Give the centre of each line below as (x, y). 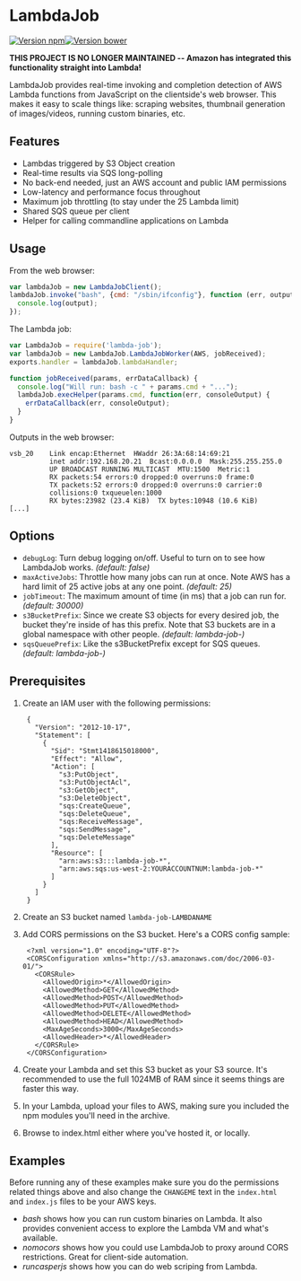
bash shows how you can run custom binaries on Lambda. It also (142, 1219)
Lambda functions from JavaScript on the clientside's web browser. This (143, 94)
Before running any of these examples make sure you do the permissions (144, 1182)
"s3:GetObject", (89, 790)
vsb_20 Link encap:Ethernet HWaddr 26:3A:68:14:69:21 (120, 453)
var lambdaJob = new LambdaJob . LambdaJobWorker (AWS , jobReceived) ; (138, 354)
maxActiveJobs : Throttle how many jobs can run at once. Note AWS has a (156, 576)
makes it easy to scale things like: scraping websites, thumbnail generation (147, 103)
